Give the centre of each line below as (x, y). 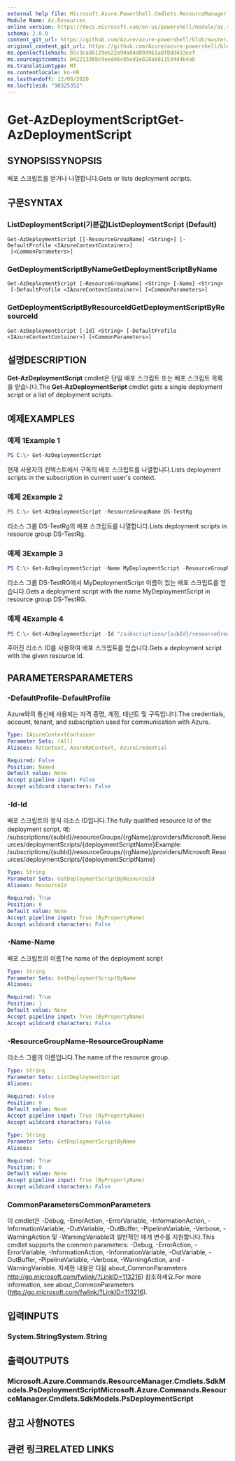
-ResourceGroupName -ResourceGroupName (86, 1041)
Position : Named (31, 767)
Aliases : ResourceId (37, 886)
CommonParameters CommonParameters (79, 1205)
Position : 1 (24, 1004)
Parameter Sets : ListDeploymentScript (64, 1077)
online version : (31, 27)
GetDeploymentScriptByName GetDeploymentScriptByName (112, 269)
